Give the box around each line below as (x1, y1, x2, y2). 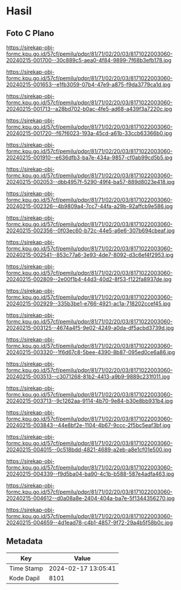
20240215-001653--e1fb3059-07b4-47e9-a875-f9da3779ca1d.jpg (6, 81, 171, 88)
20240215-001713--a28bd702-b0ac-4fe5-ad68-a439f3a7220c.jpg (6, 105, 172, 112)
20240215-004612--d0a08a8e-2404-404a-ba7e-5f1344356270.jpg (6, 495, 175, 501)
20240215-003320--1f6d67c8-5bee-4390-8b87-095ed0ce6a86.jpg (6, 349, 175, 356)
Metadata (6, 536, 43, 546)
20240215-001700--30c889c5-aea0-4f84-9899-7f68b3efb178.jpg (6, 57, 172, 63)
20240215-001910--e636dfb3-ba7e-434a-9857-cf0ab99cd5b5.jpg (6, 154, 173, 161)
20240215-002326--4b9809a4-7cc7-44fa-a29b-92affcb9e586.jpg (6, 202, 173, 210)
